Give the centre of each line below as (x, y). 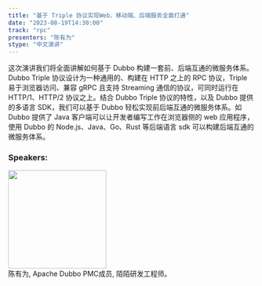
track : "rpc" (29, 30)
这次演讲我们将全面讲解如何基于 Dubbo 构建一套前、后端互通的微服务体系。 (131, 68)
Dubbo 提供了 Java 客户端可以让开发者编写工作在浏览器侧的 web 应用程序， (131, 117)
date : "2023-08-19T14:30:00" (56, 23)
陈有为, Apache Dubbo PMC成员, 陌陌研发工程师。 (90, 274)
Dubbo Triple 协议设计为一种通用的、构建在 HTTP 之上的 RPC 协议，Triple (128, 78)
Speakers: (28, 158)
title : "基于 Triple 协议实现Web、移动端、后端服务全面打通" (99, 15)
